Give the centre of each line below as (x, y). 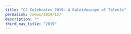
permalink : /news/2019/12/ (33, 14)
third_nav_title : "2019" (31, 24)
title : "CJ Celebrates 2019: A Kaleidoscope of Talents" (66, 10)
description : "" (22, 19)
